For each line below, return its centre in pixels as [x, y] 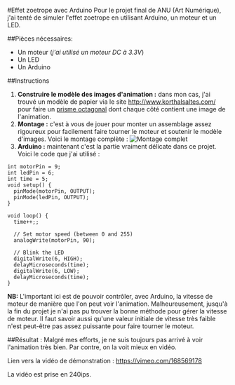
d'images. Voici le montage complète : [73, 139]
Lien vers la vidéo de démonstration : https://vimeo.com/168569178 [105, 361]
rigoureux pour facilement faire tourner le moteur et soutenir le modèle [120, 131]
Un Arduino [34, 67]
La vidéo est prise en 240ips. [49, 374]
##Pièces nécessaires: [40, 39]
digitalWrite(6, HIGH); [48, 259]
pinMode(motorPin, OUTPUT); [55, 191]
